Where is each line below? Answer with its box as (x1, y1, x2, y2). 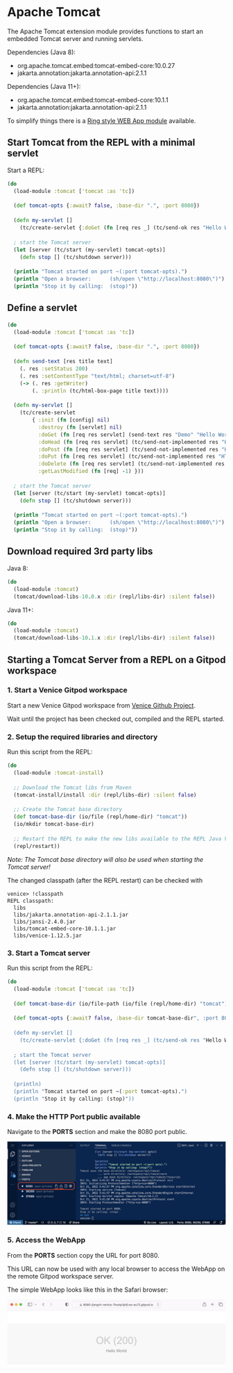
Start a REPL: (7, 166, 45, 174)
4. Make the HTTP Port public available (7, 1112, 141, 1122)
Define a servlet (7, 302, 78, 314)
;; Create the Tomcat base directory (13, 806, 123, 813)
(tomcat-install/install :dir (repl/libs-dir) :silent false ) (13, 791, 197, 799)
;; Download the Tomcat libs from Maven (13, 784, 132, 791)
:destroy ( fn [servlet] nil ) (37, 424, 123, 431)
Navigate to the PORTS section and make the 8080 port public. (7, 1128, 188, 1136)
